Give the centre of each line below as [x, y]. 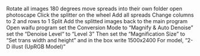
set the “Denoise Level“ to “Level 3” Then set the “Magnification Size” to [96, 34]
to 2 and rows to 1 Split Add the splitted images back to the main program [97, 21]
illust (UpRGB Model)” [39, 46]
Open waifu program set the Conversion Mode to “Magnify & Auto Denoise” [100, 27]
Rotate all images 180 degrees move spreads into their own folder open [94, 9]
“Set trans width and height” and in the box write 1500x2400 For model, [95, 40]
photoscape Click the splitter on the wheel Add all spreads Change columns [100, 15]
